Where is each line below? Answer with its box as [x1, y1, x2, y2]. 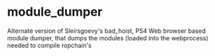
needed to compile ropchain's [7, 41, 92, 49]
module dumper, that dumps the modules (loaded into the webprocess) [7, 33, 209, 42]
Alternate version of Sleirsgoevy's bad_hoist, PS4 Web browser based [7, 27, 206, 35]
